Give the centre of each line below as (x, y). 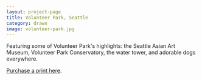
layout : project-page (34, 12)
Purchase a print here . (34, 71)
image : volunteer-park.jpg (40, 29)
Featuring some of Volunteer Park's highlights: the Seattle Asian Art (91, 46)
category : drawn (27, 23)
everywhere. (22, 59)
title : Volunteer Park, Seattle (47, 18)
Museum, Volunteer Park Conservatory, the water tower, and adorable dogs (101, 53)
